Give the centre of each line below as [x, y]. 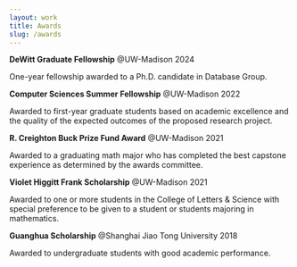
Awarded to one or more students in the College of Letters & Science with [144, 200]
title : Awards [36, 26]
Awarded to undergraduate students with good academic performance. [140, 253]
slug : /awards [36, 34]
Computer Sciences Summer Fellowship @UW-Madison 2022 [125, 94]
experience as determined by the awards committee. [106, 165]
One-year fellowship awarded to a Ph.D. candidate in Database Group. [138, 77]
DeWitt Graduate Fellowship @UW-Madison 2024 [102, 60]
